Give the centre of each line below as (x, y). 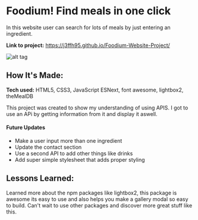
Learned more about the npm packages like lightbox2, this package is (92, 193)
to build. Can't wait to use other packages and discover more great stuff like (99, 205)
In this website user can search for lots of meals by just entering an (88, 27)
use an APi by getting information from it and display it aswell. (82, 114)
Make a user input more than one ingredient (68, 140)
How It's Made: (35, 76)
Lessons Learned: (40, 179)
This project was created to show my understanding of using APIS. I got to (97, 108)
